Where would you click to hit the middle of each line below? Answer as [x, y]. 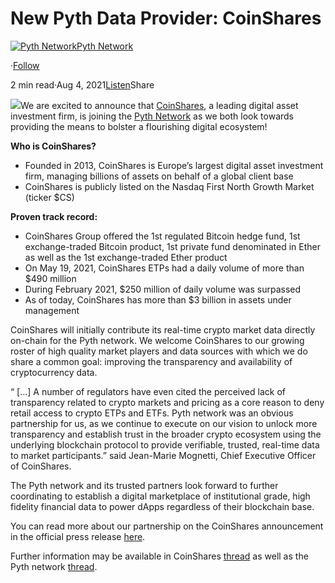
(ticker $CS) [49, 197]
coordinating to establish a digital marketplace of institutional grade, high [160, 496]
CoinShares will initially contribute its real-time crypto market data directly [163, 329]
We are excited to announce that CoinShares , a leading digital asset [159, 105]
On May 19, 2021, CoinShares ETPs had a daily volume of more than [164, 268]
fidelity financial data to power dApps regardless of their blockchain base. [162, 506]
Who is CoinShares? [53, 146]
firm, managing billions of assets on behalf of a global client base [159, 176]
